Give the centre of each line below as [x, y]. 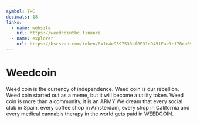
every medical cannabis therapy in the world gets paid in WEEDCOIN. [90, 114]
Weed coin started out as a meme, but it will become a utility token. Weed [95, 95]
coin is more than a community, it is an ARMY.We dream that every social [94, 101]
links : [14, 22]
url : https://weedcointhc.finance [59, 33]
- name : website [31, 28]
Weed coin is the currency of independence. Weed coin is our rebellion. [93, 89]
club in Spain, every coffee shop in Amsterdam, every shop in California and [98, 107]
